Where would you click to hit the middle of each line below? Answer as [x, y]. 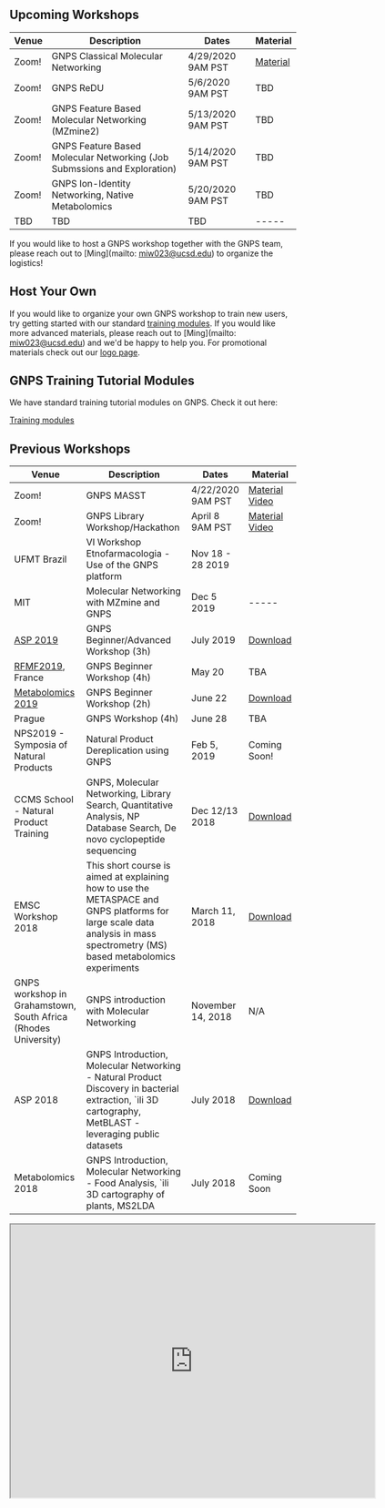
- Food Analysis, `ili [127, 1183]
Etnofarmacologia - [128, 554]
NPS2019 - [40, 734]
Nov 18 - [211, 554]
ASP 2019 [36, 640]
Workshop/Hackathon [133, 527]
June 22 [209, 698]
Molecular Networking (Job [110, 157]
